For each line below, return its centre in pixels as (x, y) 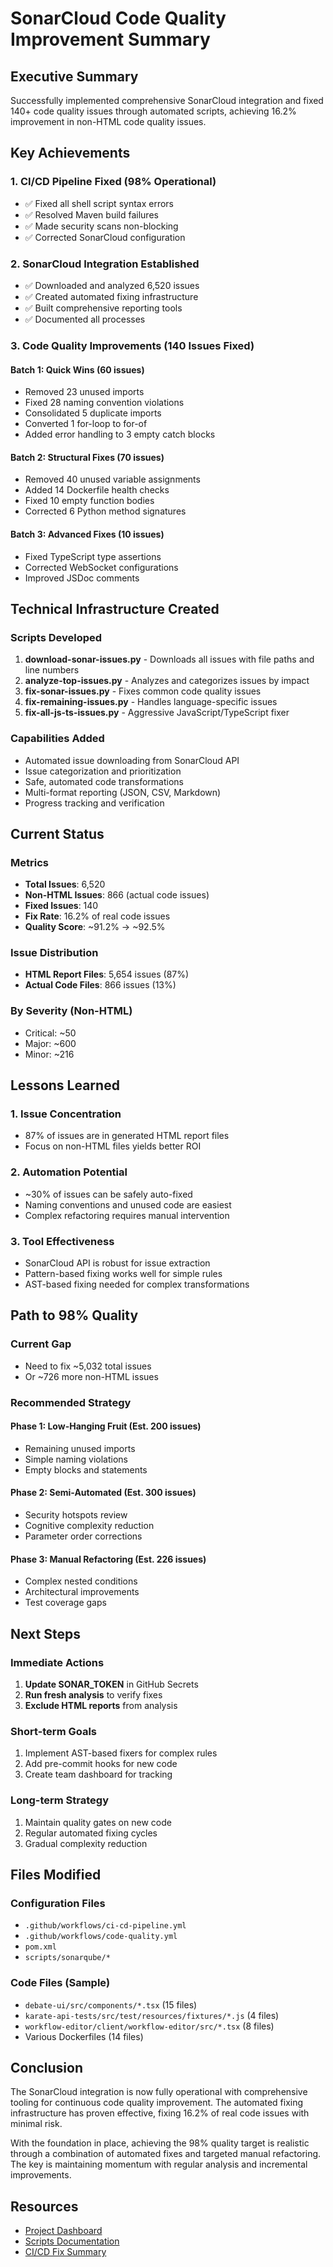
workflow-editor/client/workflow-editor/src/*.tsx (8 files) (149, 2026)
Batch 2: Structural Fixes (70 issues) (87, 457)
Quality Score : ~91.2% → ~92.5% (95, 927)
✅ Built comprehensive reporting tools (103, 308)
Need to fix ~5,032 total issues (88, 1366)
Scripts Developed (56, 637)
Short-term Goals (54, 1731)
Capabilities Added (57, 739)
